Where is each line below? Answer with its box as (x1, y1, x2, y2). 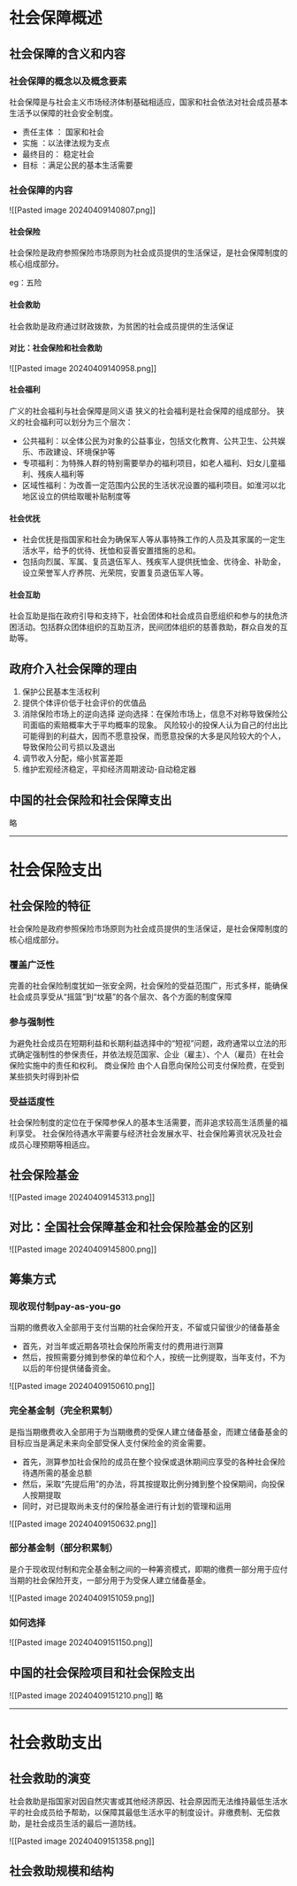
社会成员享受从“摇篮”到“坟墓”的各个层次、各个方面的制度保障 (9, 991, 232, 1002)
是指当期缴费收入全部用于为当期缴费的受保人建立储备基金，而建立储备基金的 (9, 1426, 288, 1437)
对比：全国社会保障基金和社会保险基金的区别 (9, 1220, 254, 1235)
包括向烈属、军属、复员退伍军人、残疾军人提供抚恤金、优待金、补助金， (21, 556, 286, 567)
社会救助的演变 (9, 1771, 91, 1786)
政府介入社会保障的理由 (9, 661, 137, 676)
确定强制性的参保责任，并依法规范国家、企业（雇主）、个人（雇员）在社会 (16, 1049, 285, 1059)
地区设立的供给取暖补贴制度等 (21, 491, 131, 501)
